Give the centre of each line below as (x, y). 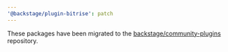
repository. (23, 41)
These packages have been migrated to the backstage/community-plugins (114, 33)
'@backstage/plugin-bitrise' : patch (60, 14)
